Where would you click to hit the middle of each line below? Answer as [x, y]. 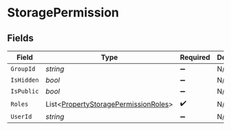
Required [195, 57]
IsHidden [25, 80]
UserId [21, 117]
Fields [21, 38]
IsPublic [25, 91]
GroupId [23, 69]
